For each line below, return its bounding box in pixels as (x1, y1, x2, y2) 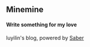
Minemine (6, 5, 44, 15)
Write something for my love (6, 21, 78, 28)
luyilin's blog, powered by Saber (6, 34, 84, 41)
